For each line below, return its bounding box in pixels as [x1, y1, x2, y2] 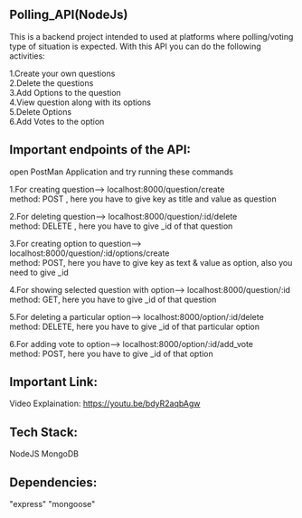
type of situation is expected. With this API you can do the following [9, 41, 261, 52]
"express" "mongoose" [9, 499, 96, 510]
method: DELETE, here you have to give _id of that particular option [9, 321, 260, 332]
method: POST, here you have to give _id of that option [9, 348, 214, 359]
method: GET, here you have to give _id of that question [9, 294, 217, 305]
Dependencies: [9, 475, 98, 490]
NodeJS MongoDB [9, 448, 80, 459]
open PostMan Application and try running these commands [9, 166, 233, 177]
